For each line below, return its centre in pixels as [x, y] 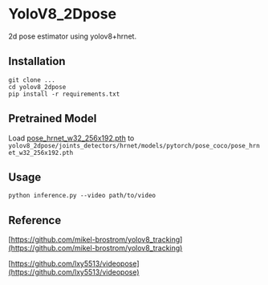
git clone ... [32, 80]
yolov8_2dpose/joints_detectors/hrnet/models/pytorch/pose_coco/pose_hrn [134, 145]
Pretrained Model [53, 118]
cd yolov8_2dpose [37, 87]
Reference [35, 220]
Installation [37, 61]
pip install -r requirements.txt [64, 94]
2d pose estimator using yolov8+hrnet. [73, 36]
